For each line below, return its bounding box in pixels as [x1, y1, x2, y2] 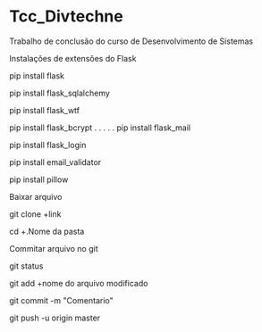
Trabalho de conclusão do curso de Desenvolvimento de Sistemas [9, 36, 253, 46]
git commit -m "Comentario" [9, 295, 114, 305]
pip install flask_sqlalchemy [9, 87, 110, 98]
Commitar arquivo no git [9, 243, 98, 253]
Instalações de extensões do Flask [9, 53, 137, 63]
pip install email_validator [9, 156, 102, 167]
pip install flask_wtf [9, 104, 80, 115]
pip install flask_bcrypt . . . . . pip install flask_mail [9, 122, 191, 133]
